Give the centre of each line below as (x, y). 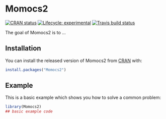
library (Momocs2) (23, 107)
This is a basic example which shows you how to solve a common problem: (83, 98)
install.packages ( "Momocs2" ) (36, 70)
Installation (23, 48)
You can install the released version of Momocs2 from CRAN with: (74, 61)
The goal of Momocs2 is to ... (36, 32)
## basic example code (29, 111)
